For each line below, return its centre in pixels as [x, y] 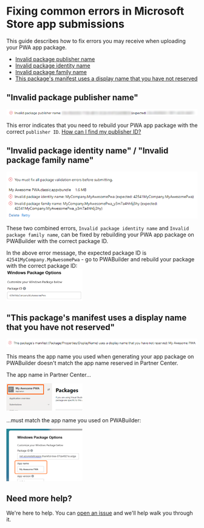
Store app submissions [65, 24]
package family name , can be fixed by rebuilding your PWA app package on [100, 235]
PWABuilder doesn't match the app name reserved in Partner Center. [92, 363]
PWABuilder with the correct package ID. [57, 241]
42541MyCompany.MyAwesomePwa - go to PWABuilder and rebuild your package [100, 259]
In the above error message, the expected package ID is [76, 253]
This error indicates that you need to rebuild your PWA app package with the [102, 125]
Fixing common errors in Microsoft [95, 11]
